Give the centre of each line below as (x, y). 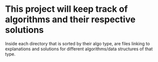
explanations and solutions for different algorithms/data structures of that (79, 49)
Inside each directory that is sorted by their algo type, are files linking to (78, 43)
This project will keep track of (67, 9)
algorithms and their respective (70, 19)
